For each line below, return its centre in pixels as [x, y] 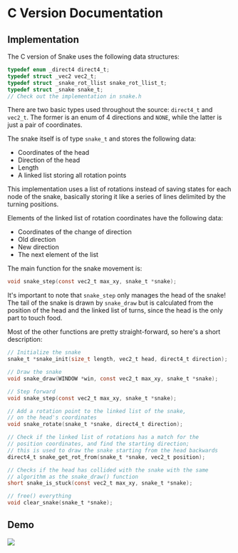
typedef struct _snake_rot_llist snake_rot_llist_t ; [87, 83]
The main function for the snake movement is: [75, 268]
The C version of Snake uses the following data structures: [93, 56]
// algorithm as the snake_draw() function [73, 477]
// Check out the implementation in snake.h [74, 96]
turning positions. [33, 204]
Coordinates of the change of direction [74, 232]
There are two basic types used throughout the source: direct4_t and [110, 110]
